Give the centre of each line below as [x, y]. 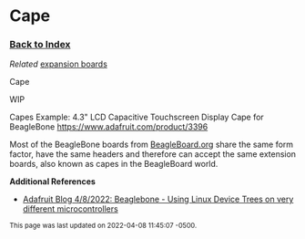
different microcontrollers [70, 209]
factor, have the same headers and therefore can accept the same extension [153, 154]
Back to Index [40, 45]
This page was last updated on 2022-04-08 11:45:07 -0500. [103, 226]
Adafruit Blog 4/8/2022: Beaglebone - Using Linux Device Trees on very [158, 199]
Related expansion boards [58, 64]
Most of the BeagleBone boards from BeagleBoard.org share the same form [152, 145]
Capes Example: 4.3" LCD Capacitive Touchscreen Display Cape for [137, 117]
